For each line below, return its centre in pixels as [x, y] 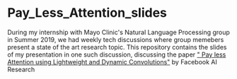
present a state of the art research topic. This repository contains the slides [117, 47]
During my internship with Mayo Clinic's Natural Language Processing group [118, 32]
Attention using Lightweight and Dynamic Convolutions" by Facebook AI [112, 62]
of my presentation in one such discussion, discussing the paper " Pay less [117, 55]
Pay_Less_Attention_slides [87, 13]
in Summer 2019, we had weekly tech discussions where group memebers [116, 39]
